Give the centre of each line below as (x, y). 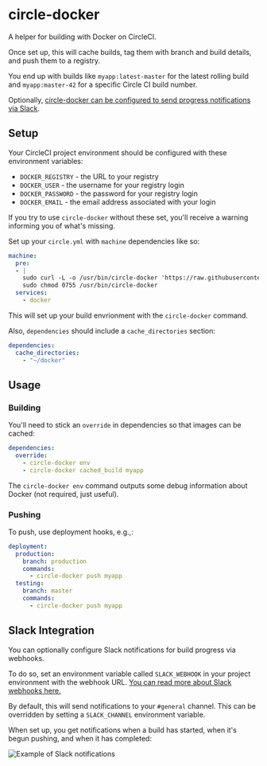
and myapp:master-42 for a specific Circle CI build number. (103, 84)
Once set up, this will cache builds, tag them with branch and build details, (130, 52)
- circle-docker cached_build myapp (83, 470)
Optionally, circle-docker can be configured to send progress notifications (130, 100)
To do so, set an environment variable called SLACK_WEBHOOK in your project (130, 674)
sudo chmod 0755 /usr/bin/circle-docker (90, 285)
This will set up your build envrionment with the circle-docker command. (128, 315)
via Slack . (24, 108)
